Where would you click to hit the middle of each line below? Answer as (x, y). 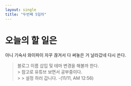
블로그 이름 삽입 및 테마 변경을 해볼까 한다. (58, 66)
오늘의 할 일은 (31, 41)
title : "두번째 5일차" (26, 14)
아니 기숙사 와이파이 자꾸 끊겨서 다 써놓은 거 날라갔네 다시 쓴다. (66, 55)
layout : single (21, 10)
